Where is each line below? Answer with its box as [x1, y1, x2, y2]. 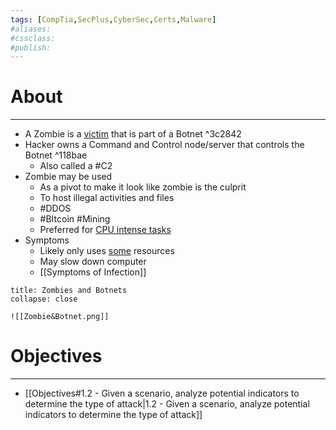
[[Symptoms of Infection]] [39, 266, 147, 278]
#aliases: [10, 24, 52, 34]
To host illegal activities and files [39, 192, 175, 204]
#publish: [10, 42, 52, 53]
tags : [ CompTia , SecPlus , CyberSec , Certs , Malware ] [10, 14, 217, 25]
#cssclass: [10, 33, 56, 43]
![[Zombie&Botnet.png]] [10, 312, 110, 322]
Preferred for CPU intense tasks [39, 224, 172, 236]
